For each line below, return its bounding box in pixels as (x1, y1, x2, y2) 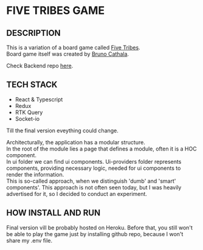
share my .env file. (6, 237, 53, 244)
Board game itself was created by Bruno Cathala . (6, 50, 129, 58)
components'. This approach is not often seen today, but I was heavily (6, 183, 182, 191)
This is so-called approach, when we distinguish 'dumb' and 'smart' (6, 177, 176, 184)
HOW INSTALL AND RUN (6, 208, 101, 218)
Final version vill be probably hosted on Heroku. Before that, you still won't (6, 224, 193, 231)
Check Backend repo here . (6, 62, 74, 69)
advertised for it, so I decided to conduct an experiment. (6, 190, 148, 197)
